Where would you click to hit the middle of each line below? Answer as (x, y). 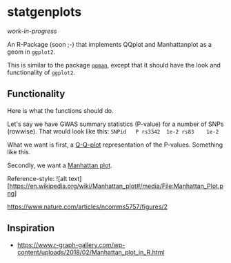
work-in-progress (32, 31)
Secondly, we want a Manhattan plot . (60, 165)
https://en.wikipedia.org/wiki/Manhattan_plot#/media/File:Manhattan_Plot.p (117, 186)
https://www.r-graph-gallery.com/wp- (71, 244)
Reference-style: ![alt (37, 178)
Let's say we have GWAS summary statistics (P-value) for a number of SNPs (115, 124)
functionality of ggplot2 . (41, 72)
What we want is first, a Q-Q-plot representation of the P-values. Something (115, 145)
